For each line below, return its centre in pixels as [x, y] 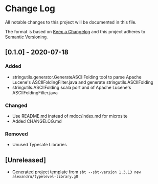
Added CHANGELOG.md [37, 121]
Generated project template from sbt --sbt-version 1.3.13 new [76, 172]
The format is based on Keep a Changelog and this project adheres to [75, 31]
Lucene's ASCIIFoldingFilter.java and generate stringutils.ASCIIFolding [83, 82]
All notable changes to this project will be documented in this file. [71, 22]
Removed [17, 134]
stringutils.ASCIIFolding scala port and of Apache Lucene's [71, 87]
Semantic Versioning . [26, 37]
